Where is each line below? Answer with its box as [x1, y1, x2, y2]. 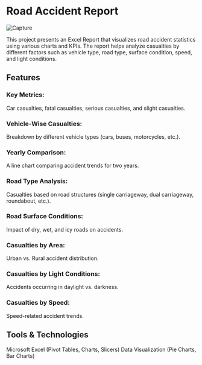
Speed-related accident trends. [6, 312, 84, 319]
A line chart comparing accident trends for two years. [6, 162, 139, 170]
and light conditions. [6, 55, 57, 62]
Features [6, 72, 40, 83]
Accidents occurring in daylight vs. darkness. [6, 284, 119, 291]
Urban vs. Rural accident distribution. [6, 255, 99, 262]
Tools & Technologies [6, 330, 89, 340]
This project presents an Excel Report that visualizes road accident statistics [6, 36, 196, 43]
